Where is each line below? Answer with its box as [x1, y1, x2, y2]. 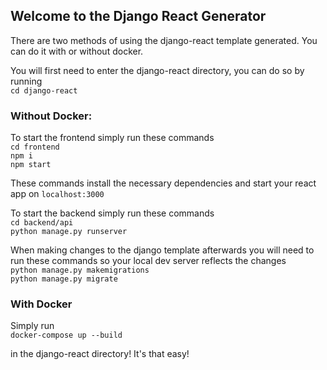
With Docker [10, 297, 73, 311]
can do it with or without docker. [10, 45, 144, 57]
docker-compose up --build [10, 330, 123, 341]
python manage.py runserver [10, 227, 128, 237]
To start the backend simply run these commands [10, 207, 215, 219]
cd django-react [10, 85, 78, 96]
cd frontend [10, 142, 60, 153]
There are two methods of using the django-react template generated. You [10, 34, 318, 46]
